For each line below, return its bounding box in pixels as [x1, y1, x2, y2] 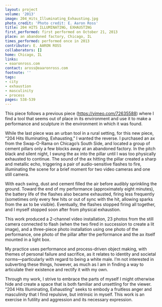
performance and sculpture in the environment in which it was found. [5, 121, 143, 127]
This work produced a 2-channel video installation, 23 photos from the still [5, 216, 154, 222]
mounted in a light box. [5, 237, 51, 242]
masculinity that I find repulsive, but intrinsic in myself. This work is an [5, 291, 145, 297]
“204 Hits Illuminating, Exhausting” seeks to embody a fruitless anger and [5, 287, 152, 292]
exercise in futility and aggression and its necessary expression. [5, 297, 133, 303]
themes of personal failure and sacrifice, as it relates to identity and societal [5, 251, 156, 257]
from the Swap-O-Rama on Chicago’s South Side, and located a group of [5, 141, 150, 146]
